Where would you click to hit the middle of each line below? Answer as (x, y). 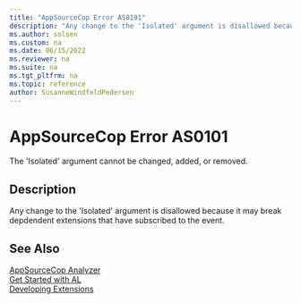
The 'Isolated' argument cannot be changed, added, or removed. (129, 161)
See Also (34, 248)
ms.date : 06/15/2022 (48, 51)
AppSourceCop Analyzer (55, 270)
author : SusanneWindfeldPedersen (72, 92)
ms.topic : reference (48, 84)
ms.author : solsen (43, 34)
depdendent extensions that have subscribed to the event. (117, 221)
